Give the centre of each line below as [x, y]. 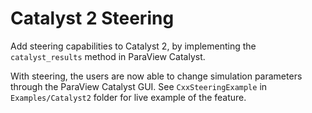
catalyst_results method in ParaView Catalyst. [108, 56]
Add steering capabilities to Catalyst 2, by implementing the [133, 46]
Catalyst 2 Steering [92, 18]
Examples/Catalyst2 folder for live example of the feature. [128, 97]
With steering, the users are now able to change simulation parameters [156, 76]
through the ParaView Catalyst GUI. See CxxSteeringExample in [139, 86]
